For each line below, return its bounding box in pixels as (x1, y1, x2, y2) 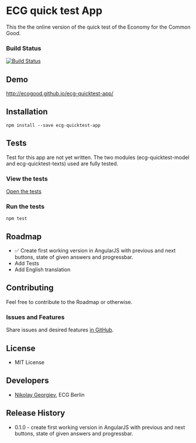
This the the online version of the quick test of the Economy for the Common (6, 23, 191, 30)
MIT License (14, 359, 45, 366)
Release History (6, 408, 66, 418)
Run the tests (6, 202, 45, 210)
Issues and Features (6, 313, 65, 321)
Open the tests (6, 188, 42, 195)
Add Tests (14, 260, 39, 267)
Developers (6, 376, 49, 386)
